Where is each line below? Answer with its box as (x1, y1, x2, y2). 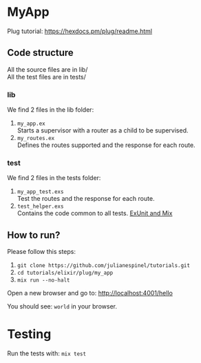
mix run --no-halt (17, 277, 70, 284)
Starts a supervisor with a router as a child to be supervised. (17, 126, 189, 135)
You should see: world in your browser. (7, 302, 117, 311)
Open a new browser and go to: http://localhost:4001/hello (7, 289, 173, 297)
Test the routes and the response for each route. (17, 195, 155, 203)
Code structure (7, 47, 74, 59)
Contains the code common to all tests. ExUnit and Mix (17, 209, 173, 217)
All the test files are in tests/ (7, 72, 86, 81)
